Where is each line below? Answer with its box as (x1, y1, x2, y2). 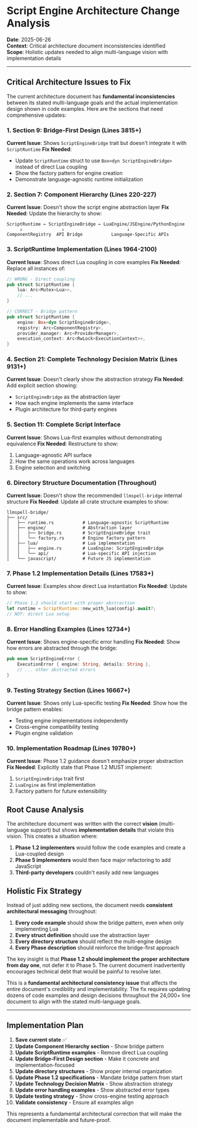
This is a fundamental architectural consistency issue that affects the (6, 979, 177, 986)
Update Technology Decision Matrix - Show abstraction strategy (15, 1080, 173, 1087)
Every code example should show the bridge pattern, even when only (15, 919, 184, 926)
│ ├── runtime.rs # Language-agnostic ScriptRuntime (6, 520, 169, 526)
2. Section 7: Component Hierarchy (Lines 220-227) (6, 190, 157, 198)
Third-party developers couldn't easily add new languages (15, 869, 159, 876)
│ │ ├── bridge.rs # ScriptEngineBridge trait (6, 530, 151, 536)
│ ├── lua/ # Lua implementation (6, 540, 135, 546)
